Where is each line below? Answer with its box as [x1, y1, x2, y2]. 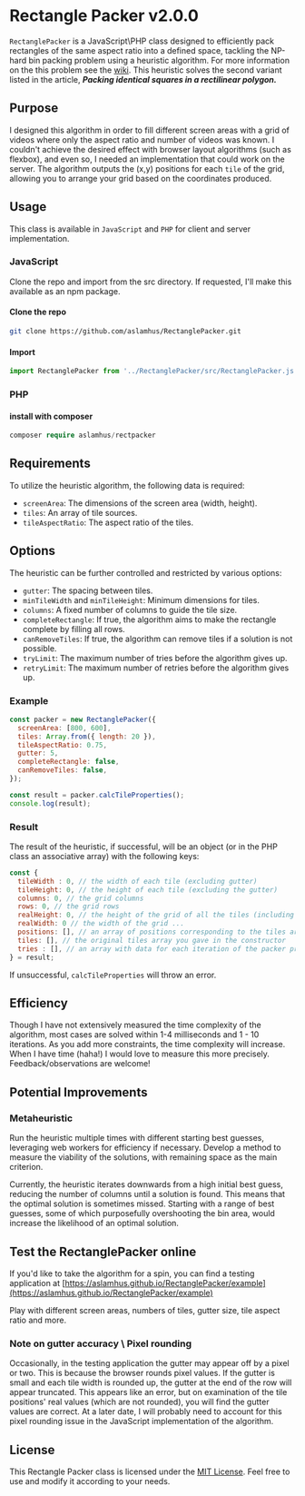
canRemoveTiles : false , [17, 766, 107, 775]
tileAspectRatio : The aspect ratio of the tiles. [22, 517, 193, 528]
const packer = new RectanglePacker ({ [9, 715, 156, 724]
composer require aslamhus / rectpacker [9, 431, 156, 441]
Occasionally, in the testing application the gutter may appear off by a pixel [9, 1358, 290, 1369]
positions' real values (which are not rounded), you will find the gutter [9, 1396, 270, 1408]
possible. [22, 642, 57, 654]
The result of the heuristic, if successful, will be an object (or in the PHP [9, 841, 279, 852]
